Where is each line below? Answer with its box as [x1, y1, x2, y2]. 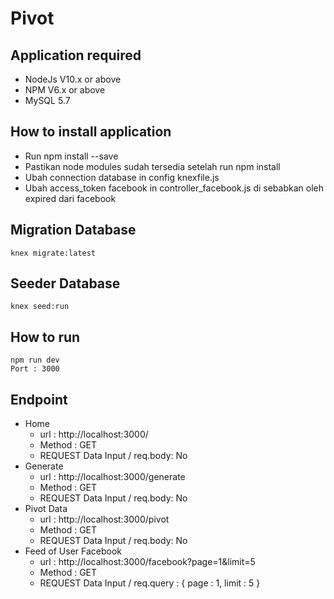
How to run [10, 328, 81, 346]
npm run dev [10, 355, 60, 366]
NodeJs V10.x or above [24, 73, 122, 85]
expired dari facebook [24, 192, 117, 204]
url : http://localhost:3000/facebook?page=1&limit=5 [39, 556, 256, 568]
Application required [10, 47, 142, 64]
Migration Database [10, 222, 137, 239]
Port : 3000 [10, 364, 60, 374]
